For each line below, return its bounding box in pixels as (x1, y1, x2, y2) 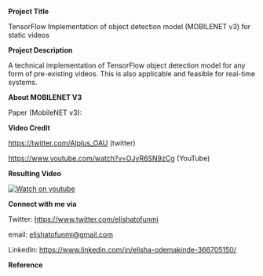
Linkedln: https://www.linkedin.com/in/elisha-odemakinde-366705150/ (8, 245, 237, 254)
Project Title (8, 7, 49, 16)
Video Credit (8, 123, 51, 132)
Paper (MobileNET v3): (8, 108, 82, 117)
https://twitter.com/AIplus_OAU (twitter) (8, 138, 136, 148)
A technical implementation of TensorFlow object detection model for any (8, 61, 246, 70)
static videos (8, 31, 49, 39)
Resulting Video (8, 169, 61, 178)
